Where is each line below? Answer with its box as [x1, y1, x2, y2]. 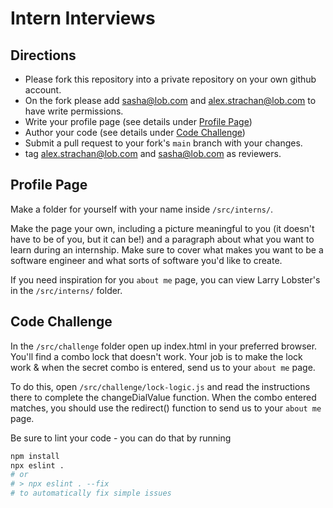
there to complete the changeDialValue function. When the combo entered [10, 391, 317, 403]
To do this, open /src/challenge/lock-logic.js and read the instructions [10, 380, 311, 392]
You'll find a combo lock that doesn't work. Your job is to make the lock [10, 350, 303, 362]
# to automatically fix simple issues [10, 488, 172, 499]
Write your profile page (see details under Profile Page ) [24, 116, 253, 127]
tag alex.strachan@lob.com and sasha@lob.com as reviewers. [24, 148, 282, 159]
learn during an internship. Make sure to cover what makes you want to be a [10, 243, 324, 256]
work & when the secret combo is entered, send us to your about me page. [10, 361, 316, 373]
